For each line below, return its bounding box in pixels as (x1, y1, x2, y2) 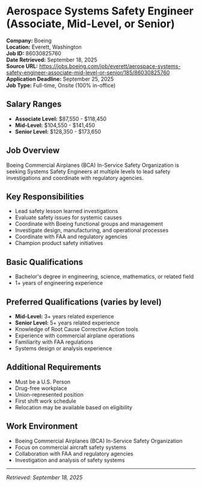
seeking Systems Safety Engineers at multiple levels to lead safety (6, 167, 171, 175)
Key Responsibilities (6, 191, 84, 202)
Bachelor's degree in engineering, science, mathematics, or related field (14, 273, 194, 281)
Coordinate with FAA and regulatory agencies (14, 233, 128, 240)
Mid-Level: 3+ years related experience (14, 313, 114, 320)
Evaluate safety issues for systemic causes (14, 214, 122, 221)
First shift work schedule (14, 397, 76, 405)
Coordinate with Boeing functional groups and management (14, 220, 164, 228)
